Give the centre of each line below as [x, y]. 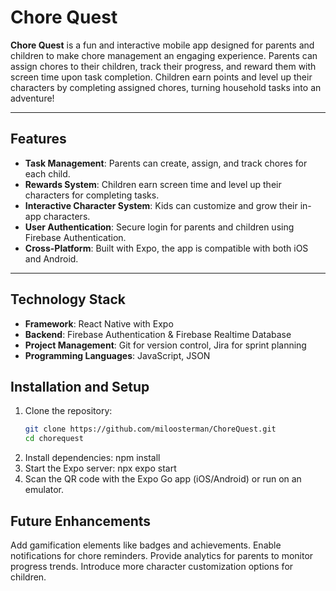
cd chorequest [54, 439]
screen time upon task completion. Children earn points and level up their [161, 77]
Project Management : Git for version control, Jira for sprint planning [165, 345]
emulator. [44, 490]
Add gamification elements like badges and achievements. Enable [146, 545]
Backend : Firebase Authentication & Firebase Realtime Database [158, 334]
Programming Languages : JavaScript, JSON [117, 355]
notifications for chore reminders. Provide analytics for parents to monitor [162, 555]
